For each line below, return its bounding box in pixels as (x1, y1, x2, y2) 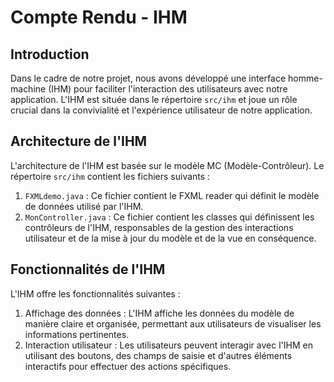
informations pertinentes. (24, 328, 130, 340)
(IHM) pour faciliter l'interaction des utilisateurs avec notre (48, 83, 288, 95)
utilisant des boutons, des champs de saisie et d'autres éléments (24, 349, 293, 361)
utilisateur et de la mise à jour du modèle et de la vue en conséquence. (24, 232, 317, 244)
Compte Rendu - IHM (10, 6, 188, 29)
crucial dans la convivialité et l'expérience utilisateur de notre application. (10, 104, 313, 116)
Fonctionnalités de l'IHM (10, 261, 166, 278)
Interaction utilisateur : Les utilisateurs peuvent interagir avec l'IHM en (24, 339, 313, 351)
